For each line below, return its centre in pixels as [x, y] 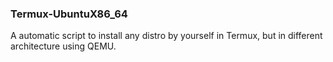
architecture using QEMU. [63, 46]
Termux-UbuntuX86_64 [69, 14]
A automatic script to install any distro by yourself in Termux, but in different [166, 36]
